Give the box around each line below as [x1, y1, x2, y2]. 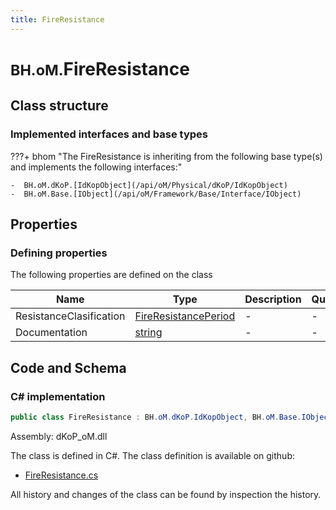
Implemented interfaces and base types [10, 127, 208, 141]
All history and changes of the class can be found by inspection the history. [10, 488, 322, 500]
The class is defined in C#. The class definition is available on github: [10, 449, 295, 461]
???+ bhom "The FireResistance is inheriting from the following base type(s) [10, 150, 323, 162]
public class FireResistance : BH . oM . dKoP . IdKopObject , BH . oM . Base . [10, 412, 302, 422]
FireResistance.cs [24, 469, 99, 481]
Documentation [15, 326, 88, 340]
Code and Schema [10, 359, 127, 376]
